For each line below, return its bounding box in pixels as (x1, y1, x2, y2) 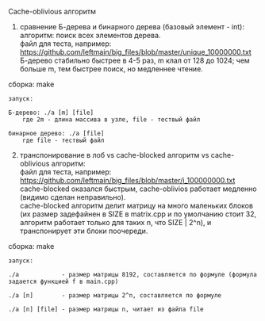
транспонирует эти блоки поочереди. (19, 226, 148, 235)
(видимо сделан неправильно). (19, 193, 126, 201)
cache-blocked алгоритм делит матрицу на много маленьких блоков (19, 201, 254, 210)
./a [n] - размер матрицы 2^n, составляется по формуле (8, 292, 222, 300)
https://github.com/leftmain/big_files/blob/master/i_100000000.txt (19, 176, 236, 185)
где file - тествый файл (22, 136, 105, 144)
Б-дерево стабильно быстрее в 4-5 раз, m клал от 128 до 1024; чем (19, 55, 250, 65)
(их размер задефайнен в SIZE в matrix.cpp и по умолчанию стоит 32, (19, 209, 257, 219)
